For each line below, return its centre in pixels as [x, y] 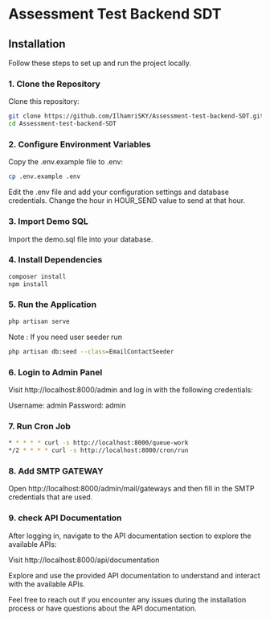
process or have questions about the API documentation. [102, 608]
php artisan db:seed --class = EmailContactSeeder [91, 351]
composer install [37, 276]
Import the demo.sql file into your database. [81, 239]
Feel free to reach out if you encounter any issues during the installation [127, 599]
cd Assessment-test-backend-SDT [62, 124]
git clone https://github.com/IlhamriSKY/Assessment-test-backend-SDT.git [136, 116]
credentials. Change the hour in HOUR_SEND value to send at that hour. [127, 201]
